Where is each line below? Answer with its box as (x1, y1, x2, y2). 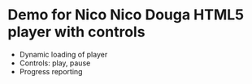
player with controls (7, 23, 146, 41)
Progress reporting (19, 66, 83, 76)
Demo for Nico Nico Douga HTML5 (7, 6, 245, 24)
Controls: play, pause (19, 58, 91, 68)
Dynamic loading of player (19, 49, 108, 59)
